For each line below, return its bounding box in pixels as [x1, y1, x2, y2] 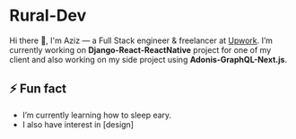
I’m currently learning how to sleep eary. [22, 109, 172, 120]
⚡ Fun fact [9, 82, 67, 97]
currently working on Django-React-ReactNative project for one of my [9, 44, 272, 55]
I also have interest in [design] [22, 118, 135, 130]
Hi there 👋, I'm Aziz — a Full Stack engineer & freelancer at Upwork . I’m [9, 35, 274, 46]
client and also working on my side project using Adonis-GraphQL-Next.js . [9, 54, 288, 65]
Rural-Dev [9, 5, 87, 26]
